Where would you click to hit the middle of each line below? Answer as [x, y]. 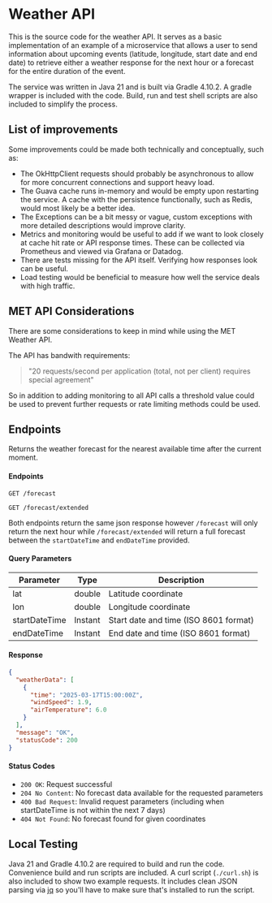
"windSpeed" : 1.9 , [61, 702]
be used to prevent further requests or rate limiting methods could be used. [135, 404]
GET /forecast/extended [49, 508]
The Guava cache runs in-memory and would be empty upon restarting [139, 191]
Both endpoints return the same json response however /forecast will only [133, 523]
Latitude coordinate [146, 594]
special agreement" [61, 379]
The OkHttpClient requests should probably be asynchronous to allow [137, 173]
